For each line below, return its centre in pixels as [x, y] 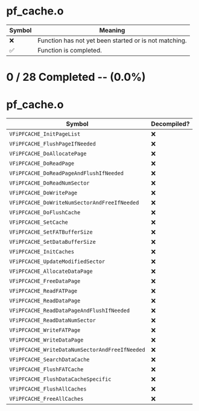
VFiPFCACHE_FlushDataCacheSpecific [60, 379]
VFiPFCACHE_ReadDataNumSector [53, 320]
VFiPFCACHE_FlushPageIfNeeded [53, 144]
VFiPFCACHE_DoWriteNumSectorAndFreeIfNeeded [74, 203]
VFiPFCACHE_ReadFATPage [43, 291]
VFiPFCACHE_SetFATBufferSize [51, 232]
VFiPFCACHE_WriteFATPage [45, 330]
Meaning [112, 30]
